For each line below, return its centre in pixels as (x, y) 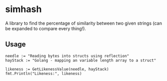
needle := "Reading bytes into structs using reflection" (67, 56)
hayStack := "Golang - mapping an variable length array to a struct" (81, 60)
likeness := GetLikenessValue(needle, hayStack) (57, 69)
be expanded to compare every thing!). (46, 28)
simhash (23, 9)
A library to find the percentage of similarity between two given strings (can (84, 23)
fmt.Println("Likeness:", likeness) (44, 73)
